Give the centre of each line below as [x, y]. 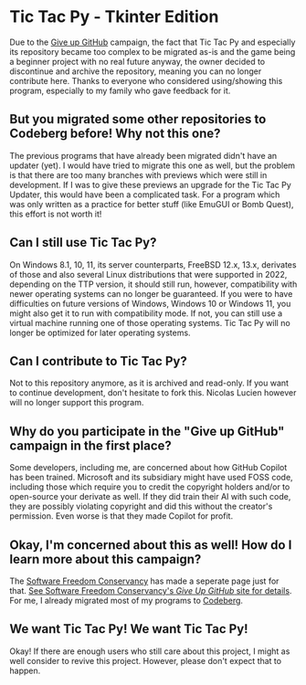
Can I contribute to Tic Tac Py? [98, 361]
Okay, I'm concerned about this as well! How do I [151, 545]
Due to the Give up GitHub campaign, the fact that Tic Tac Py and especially [153, 42]
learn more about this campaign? [106, 559]
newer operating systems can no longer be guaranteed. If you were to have [151, 293]
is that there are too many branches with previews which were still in [138, 174]
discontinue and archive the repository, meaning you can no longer [136, 71]
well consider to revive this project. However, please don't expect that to [145, 660]
